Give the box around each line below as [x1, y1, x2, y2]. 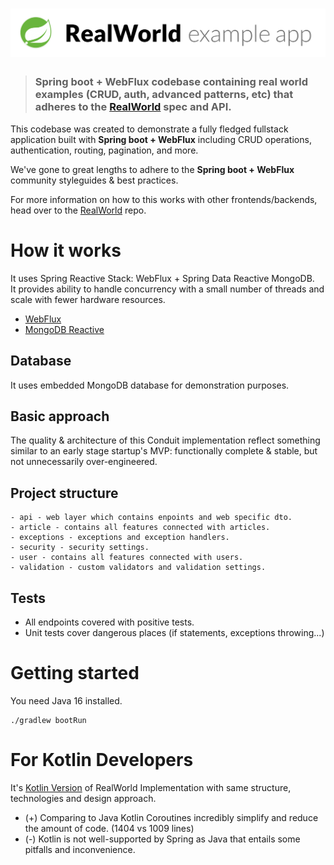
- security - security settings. [10, 543, 150, 553]
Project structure [10, 484, 119, 502]
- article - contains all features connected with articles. [10, 523, 271, 533]
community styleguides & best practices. [10, 174, 179, 186]
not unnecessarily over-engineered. [10, 456, 158, 468]
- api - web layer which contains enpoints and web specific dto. [10, 513, 293, 523]
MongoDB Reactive [24, 323, 105, 335]
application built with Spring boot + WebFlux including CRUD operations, [10, 133, 312, 145]
